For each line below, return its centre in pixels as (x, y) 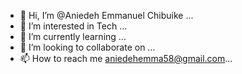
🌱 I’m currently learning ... (73, 36)
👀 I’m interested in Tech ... (73, 26)
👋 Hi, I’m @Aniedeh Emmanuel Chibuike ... (106, 15)
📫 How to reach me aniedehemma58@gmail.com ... (126, 58)
